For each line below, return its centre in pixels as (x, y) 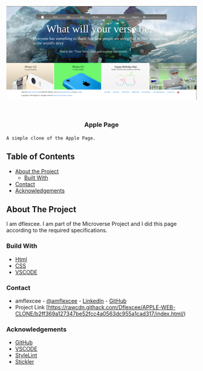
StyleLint (26, 355)
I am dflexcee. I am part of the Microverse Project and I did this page (92, 224)
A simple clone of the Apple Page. (51, 138)
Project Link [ (31, 308)
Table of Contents (41, 157)
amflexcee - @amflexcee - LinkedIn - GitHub (71, 301)
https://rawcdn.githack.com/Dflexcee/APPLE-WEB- (112, 308)
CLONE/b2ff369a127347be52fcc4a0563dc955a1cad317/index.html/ (99, 314)
